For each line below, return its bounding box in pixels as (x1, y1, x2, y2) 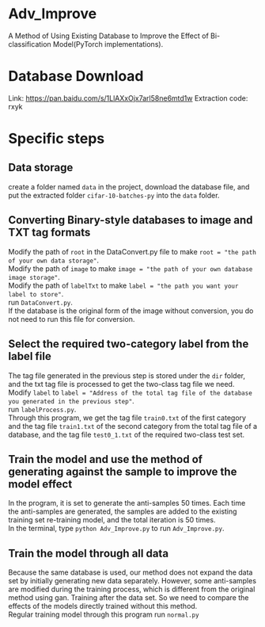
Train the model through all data (8, 546, 168, 560)
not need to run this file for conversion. (8, 314, 135, 323)
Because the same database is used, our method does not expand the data (8, 568, 253, 577)
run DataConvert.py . (8, 297, 74, 307)
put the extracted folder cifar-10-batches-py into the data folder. (8, 190, 220, 200)
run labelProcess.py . (8, 404, 77, 414)
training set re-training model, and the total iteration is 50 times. (8, 515, 216, 525)
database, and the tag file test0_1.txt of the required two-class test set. (8, 430, 245, 439)
